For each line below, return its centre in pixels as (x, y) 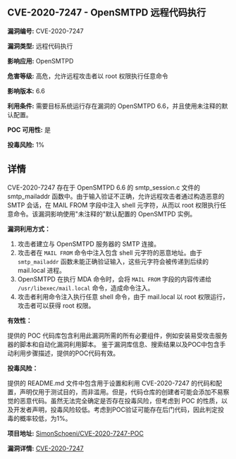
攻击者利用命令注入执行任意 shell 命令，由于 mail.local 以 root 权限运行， (123, 296)
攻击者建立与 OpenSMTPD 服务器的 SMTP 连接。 (89, 244)
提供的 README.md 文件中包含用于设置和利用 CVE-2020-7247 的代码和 (112, 383)
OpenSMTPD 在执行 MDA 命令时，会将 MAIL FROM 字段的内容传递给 (114, 279)
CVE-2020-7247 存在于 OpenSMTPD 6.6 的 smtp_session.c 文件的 (104, 187)
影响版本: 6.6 (26, 91)
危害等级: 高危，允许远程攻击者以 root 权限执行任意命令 (88, 75)
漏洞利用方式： (29, 228)
